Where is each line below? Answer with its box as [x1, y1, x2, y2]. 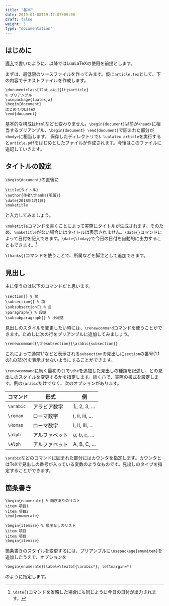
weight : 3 [5, 21, 26, 27]
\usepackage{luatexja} [5, 97, 53, 102]
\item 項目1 [5, 504, 29, 509]
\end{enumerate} [5, 513, 39, 519]
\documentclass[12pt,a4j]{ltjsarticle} [5, 87, 89, 92]
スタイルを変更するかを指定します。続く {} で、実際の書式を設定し [18, 374, 155, 380]
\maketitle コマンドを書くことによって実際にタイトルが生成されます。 [5, 223, 151, 229]
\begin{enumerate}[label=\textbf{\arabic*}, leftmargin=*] [5, 564, 132, 569]
